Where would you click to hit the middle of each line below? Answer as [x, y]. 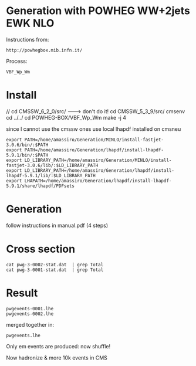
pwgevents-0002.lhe [30, 314]
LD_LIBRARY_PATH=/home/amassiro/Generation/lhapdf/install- [99, 170]
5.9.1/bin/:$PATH [27, 155]
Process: [17, 61]
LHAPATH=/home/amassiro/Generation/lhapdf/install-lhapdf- [98, 181]
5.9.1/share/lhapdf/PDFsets [40, 186]
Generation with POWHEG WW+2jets [98, 11]
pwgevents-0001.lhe [30, 309]
